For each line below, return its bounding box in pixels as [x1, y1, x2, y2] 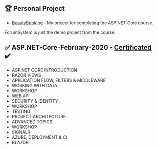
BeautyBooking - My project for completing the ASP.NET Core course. [11, 19, 154, 26]
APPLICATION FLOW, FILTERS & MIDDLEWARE [11, 77, 106, 83]
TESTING [11, 108, 30, 114]
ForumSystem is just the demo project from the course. [4, 29, 116, 35]
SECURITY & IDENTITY [11, 98, 58, 104]
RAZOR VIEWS [11, 72, 42, 78]
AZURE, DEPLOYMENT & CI [11, 134, 68, 140]
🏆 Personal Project [4, 4, 65, 13]
